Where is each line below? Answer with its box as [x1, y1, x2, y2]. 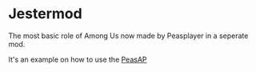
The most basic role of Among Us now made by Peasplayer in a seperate [8, 31, 249, 40]
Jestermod [8, 5, 82, 23]
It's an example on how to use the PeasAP [8, 55, 147, 64]
